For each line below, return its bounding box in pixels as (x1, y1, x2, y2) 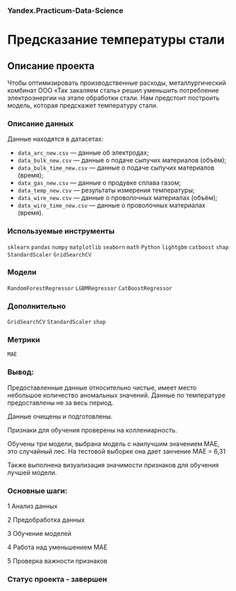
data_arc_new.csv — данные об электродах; (17, 148, 150, 157)
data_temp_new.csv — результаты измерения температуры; (17, 186, 195, 194)
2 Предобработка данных (7, 515, 85, 524)
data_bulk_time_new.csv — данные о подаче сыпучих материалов (17, 163, 215, 172)
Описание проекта (7, 59, 95, 72)
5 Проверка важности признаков (7, 557, 108, 565)
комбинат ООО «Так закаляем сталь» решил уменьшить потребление (7, 86, 219, 94)
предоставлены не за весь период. (7, 398, 114, 406)
